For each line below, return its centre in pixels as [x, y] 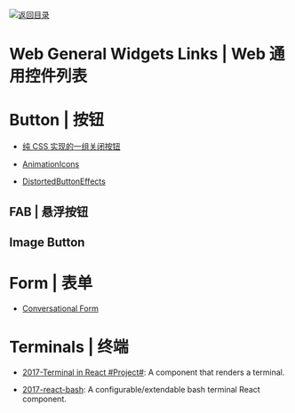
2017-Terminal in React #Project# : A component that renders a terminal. [153, 372]
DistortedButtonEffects [64, 181]
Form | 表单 [51, 283]
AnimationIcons [51, 164]
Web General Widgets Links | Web [138, 54]
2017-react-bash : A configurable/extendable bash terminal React [141, 389]
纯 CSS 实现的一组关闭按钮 [71, 147]
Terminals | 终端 [69, 347]
